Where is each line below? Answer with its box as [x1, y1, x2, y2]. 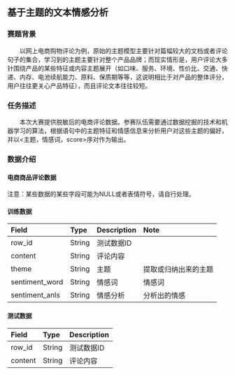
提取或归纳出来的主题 [143, 265, 213, 274]
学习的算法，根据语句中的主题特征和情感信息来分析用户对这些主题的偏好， [13, 126, 228, 135]
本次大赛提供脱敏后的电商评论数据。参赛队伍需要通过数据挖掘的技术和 [20, 117, 222, 126]
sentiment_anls [10, 291, 61, 300]
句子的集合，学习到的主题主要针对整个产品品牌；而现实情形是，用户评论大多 [7, 55, 228, 64]
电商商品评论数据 [7, 173, 57, 182]
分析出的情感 [143, 291, 185, 300]
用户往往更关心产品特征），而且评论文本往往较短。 [7, 81, 152, 89]
